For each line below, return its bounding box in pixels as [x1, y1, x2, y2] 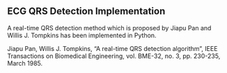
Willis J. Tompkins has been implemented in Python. [7, 31, 157, 39]
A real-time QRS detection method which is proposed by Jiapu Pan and [7, 23, 212, 32]
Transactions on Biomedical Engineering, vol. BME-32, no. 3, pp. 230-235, [7, 52, 221, 60]
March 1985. [7, 59, 43, 67]
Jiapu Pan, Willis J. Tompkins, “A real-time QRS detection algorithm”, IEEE [7, 44, 218, 52]
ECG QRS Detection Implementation [7, 6, 166, 17]
